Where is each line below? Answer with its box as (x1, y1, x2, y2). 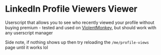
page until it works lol (5, 44, 48, 50)
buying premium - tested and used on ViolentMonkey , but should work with (5, 24, 157, 30)
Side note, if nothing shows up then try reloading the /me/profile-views (5, 39, 149, 45)
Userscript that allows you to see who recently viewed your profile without (5, 19, 155, 25)
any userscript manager (5, 30, 53, 36)
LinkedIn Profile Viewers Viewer (5, 3, 138, 15)
